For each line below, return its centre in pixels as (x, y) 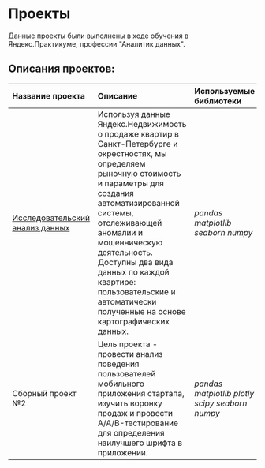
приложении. (123, 452)
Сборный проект (44, 393)
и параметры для (131, 183)
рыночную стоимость (139, 173)
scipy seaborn (221, 403)
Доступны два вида (135, 262)
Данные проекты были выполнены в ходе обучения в (99, 36)
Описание (118, 95)
